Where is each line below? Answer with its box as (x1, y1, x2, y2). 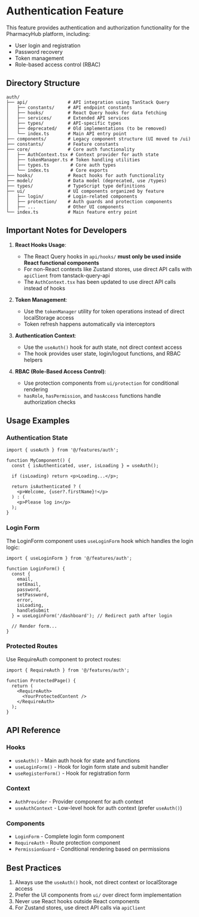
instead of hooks (23, 284, 66, 292)
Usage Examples (6, 415, 70, 425)
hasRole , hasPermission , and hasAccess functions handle (23, 392, 161, 399)
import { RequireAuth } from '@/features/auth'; (6, 667, 130, 673)
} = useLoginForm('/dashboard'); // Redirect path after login (11, 612, 172, 619)
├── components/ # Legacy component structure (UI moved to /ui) (6, 136, 191, 142)
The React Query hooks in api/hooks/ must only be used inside (23, 253, 181, 260)
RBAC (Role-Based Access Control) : (14, 367, 106, 375)
